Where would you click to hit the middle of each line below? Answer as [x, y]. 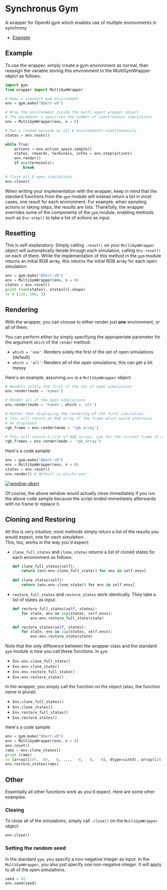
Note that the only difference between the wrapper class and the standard [81, 646]
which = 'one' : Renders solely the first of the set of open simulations [83, 352]
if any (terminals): [34, 163]
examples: [16, 797]
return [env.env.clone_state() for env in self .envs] [78, 585]
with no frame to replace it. [33, 504]
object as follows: [23, 76]
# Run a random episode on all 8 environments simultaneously [71, 130]
